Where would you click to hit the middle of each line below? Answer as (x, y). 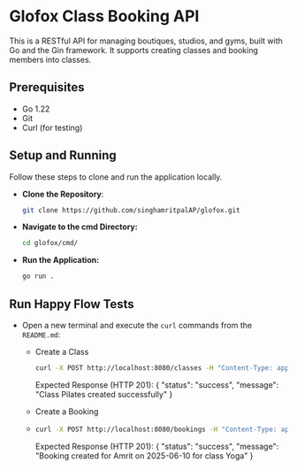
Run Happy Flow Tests (72, 304)
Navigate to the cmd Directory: (80, 227)
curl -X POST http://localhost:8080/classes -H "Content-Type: (154, 368)
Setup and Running (63, 155)
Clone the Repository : (63, 194)
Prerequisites (47, 87)
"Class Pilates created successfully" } (104, 394)
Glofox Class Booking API (104, 16)
